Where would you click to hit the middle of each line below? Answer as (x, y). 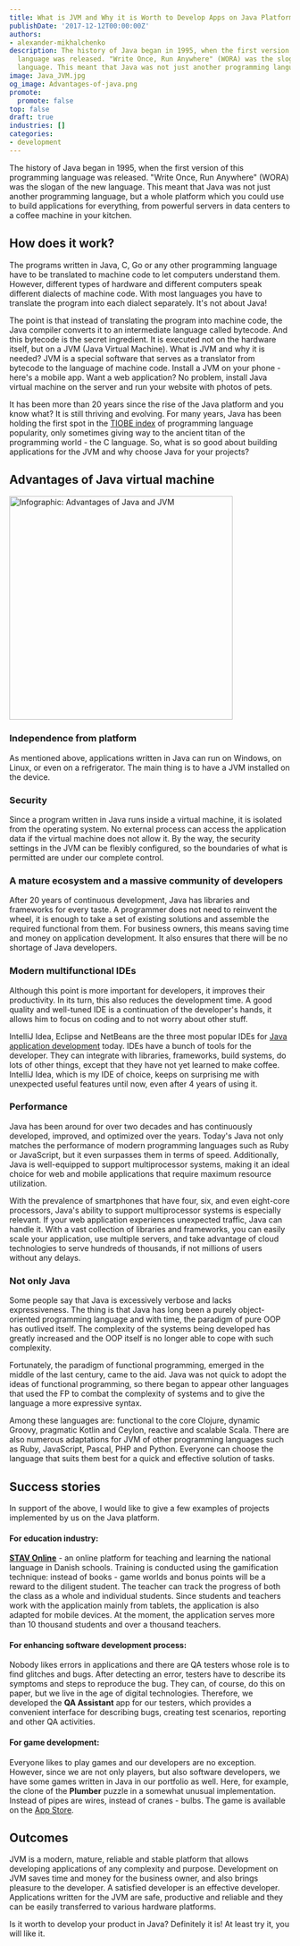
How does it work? (62, 244)
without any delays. (45, 1257)
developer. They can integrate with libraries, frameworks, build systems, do (148, 1055)
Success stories (55, 1487)
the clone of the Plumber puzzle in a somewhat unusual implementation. (143, 1790)
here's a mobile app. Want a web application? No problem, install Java (138, 377)
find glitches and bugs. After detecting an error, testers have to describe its (147, 1674)
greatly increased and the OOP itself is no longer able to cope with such (142, 1339)
